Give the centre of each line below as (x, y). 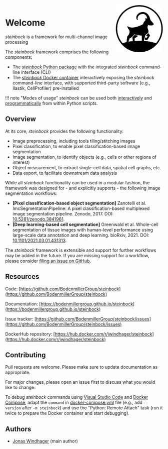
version (13, 408)
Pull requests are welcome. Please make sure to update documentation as (81, 367)
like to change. (20, 387)
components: (19, 57)
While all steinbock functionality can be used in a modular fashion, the (77, 182)
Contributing (25, 355)
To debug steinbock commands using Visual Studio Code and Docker (77, 397)
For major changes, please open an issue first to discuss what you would (80, 382)
